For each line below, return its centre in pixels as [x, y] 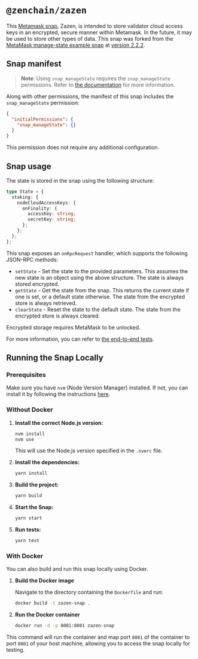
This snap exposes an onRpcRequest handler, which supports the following [97, 253]
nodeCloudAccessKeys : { [47, 202]
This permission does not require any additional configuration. [83, 147]
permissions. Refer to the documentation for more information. [98, 84]
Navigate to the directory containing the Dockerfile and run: [89, 593]
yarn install [31, 473]
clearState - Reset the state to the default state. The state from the [98, 309]
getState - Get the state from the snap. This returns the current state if [102, 290]
